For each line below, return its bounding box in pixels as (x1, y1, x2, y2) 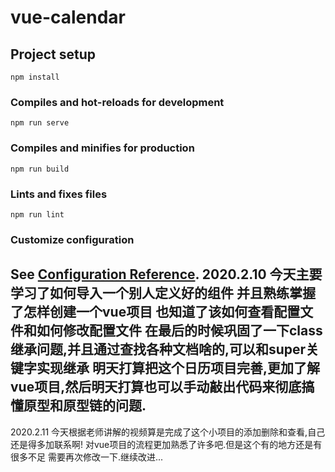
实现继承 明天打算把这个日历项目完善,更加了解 (36, 360, 320, 377)
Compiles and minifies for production (10, 141, 195, 155)
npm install (10, 72, 60, 82)
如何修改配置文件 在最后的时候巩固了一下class (36, 322, 323, 340)
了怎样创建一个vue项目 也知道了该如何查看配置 (10, 304, 301, 321)
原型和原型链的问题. (23, 397, 147, 415)
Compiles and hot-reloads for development (10, 95, 225, 109)
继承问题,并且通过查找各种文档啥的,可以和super (10, 341, 307, 358)
